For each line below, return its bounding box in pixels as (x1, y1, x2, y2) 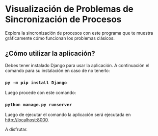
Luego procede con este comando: (5, 90, 76, 96)
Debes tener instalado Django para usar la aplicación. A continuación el (5, 62, 150, 68)
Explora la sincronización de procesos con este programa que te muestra (5, 30, 154, 36)
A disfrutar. (5, 126, 28, 133)
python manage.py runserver (5, 102, 72, 107)
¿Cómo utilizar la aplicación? (5, 49, 95, 58)
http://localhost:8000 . (5, 117, 49, 123)
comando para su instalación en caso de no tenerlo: (5, 68, 110, 73)
